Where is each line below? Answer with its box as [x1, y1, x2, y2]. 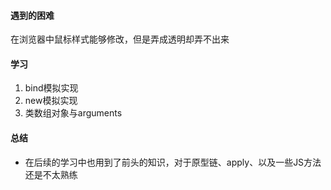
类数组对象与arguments [24, 107, 123, 119]
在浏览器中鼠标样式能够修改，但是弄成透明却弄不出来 [10, 33, 230, 45]
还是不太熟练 [24, 168, 78, 180]
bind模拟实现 [24, 82, 79, 94]
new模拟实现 [24, 95, 78, 107]
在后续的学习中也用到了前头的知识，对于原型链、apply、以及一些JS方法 [24, 156, 322, 168]
